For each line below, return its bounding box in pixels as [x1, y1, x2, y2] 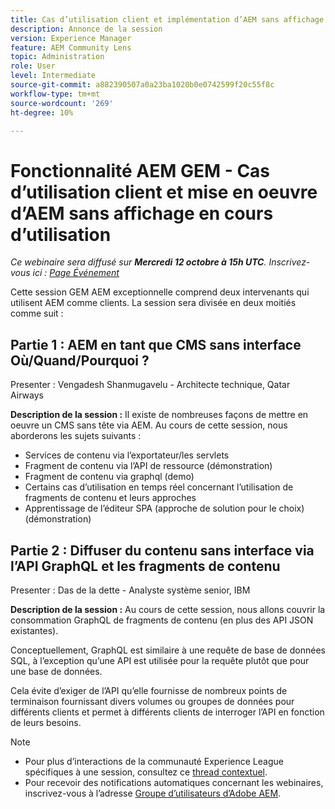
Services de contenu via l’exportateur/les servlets [24, 449, 230, 461]
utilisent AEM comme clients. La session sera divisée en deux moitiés [10, 297, 297, 309]
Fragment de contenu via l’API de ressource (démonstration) [24, 460, 273, 472]
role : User [10, 61, 56, 71]
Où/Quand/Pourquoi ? [10, 352, 150, 369]
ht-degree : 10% [10, 107, 74, 118]
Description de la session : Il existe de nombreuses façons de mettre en [10, 409, 309, 421]
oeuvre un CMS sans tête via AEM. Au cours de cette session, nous [10, 419, 288, 431]
